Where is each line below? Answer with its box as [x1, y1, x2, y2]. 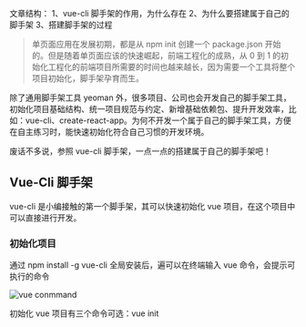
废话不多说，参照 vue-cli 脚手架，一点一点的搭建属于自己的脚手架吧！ [9, 146, 271, 157]
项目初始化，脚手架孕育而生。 [31, 73, 144, 84]
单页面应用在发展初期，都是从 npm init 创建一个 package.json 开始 [31, 39, 281, 49]
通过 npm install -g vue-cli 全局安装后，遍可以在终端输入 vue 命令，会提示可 [9, 260, 296, 271]
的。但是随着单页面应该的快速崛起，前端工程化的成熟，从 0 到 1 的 [31, 50, 281, 61]
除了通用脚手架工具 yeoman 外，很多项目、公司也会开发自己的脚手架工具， [9, 92, 291, 103]
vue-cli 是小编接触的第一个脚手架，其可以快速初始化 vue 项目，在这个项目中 [9, 200, 296, 211]
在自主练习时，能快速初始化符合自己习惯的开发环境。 [9, 127, 209, 137]
